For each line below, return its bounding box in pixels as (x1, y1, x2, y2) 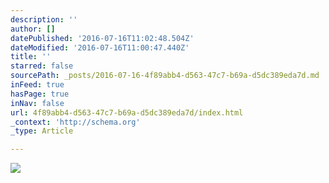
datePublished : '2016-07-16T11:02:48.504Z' (10, 33, 195, 43)
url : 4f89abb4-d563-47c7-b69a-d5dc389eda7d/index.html (10, 107, 244, 118)
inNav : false (10, 98, 65, 108)
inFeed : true (10, 80, 65, 90)
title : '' (10, 52, 52, 62)
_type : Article (10, 126, 74, 136)
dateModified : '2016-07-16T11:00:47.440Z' (10, 42, 190, 53)
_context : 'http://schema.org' (10, 117, 141, 127)
